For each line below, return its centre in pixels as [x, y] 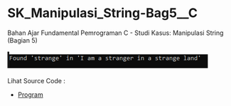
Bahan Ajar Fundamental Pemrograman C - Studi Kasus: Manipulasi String [116, 33]
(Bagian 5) [22, 40]
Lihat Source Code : [37, 80]
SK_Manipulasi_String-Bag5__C [102, 13]
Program [31, 95]
